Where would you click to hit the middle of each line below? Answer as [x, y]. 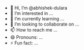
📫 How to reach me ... [34, 30]
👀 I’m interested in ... [32, 13]
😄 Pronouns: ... [26, 37]
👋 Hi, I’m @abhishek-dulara [39, 8]
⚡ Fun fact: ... [24, 43]
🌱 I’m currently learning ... [37, 19]
